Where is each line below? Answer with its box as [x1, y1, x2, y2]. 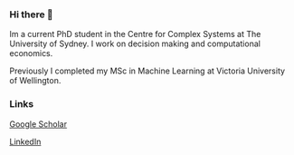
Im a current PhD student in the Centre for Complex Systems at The [9, 29, 261, 40]
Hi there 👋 [9, 8, 54, 21]
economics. [9, 48, 53, 59]
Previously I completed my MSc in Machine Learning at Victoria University [9, 65, 286, 76]
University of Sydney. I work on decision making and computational [9, 38, 261, 49]
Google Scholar [9, 118, 68, 130]
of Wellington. [9, 75, 62, 86]
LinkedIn [9, 136, 42, 147]
